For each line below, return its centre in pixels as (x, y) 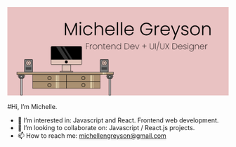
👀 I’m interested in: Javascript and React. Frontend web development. (118, 120)
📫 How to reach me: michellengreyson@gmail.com (92, 136)
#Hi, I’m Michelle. (32, 107)
